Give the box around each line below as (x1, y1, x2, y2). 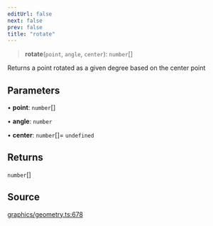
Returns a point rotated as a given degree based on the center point (7, 63, 206, 72)
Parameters (7, 84, 60, 96)
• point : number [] (7, 103, 56, 112)
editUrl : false (7, 10, 53, 18)
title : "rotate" (7, 30, 55, 38)
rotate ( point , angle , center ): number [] (24, 50, 133, 58)
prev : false (7, 24, 43, 31)
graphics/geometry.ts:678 (7, 210, 84, 218)
